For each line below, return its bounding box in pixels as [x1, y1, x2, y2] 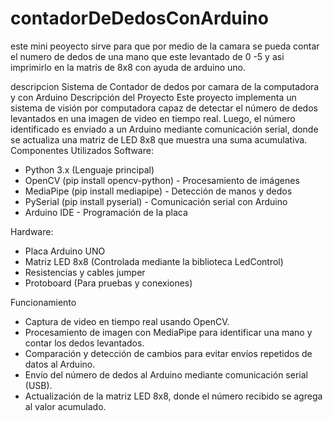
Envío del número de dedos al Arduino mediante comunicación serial [24, 368, 308, 381]
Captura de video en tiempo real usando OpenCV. [24, 315, 230, 327]
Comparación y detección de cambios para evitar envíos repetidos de [24, 347, 313, 359]
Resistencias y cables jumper [24, 266, 146, 278]
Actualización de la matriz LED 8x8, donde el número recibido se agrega [24, 390, 323, 402]
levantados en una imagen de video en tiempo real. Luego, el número [10, 112, 296, 124]
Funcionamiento [10, 296, 77, 308]
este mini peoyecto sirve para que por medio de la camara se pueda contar [10, 40, 320, 52]
